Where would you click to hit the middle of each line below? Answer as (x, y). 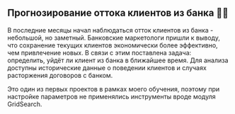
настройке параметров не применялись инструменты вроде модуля (111, 96)
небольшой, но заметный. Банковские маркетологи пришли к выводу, (114, 38)
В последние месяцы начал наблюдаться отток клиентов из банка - (110, 30)
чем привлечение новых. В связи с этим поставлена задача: (99, 52)
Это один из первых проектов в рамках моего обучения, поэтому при (114, 89)
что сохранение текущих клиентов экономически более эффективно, (113, 45)
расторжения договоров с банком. (60, 75)
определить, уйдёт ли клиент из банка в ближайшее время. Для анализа (118, 60)
